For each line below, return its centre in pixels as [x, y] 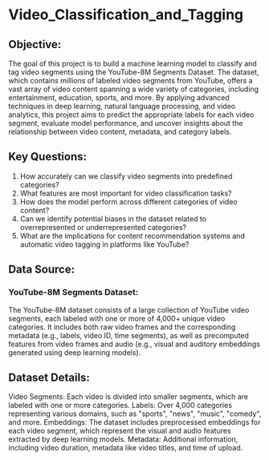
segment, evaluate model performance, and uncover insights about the [126, 123]
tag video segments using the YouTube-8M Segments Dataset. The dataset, [134, 72]
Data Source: [41, 270]
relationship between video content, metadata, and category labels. [120, 131]
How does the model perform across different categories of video [129, 201]
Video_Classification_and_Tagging [126, 15]
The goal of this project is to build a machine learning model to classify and [132, 63]
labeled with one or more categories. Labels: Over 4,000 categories [120, 406]
